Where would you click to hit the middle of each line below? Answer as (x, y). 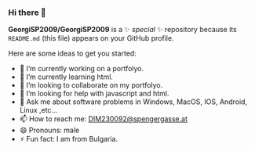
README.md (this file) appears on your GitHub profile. (91, 38)
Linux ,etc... (38, 110)
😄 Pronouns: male (49, 130)
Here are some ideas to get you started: (73, 53)
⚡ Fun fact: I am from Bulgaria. (69, 139)
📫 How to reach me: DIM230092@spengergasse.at (104, 119)
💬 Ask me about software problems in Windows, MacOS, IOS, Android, (133, 102)
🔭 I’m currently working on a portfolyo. (82, 69)
